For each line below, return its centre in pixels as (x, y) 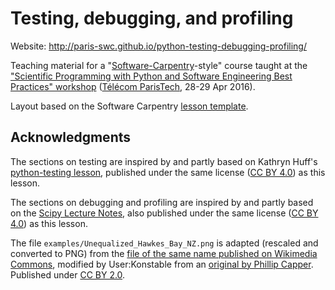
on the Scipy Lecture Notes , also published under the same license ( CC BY (164, 213)
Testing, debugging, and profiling (152, 18)
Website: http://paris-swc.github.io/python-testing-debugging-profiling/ (158, 46)
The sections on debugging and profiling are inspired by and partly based (162, 202)
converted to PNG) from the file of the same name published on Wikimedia (164, 253)
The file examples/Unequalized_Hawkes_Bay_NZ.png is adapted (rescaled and (164, 243)
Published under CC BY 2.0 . (68, 274)
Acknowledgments (71, 137)
